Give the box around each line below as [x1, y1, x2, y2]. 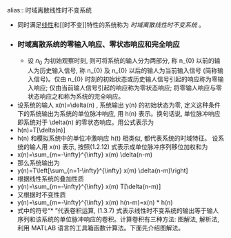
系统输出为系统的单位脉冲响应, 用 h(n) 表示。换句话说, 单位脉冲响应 [29, 110, 221, 118]
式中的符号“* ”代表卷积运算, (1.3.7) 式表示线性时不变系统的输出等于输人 [17, 206, 219, 215]
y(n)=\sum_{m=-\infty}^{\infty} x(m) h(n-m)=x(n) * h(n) [17, 199, 173, 207]
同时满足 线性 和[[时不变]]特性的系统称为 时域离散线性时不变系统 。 [17, 21, 205, 29]
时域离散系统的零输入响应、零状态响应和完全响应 [17, 39, 181, 49]
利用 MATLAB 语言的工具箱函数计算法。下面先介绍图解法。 [17, 224, 185, 232]
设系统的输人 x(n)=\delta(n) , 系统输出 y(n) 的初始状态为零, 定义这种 [17, 101, 209, 109]
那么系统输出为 [17, 159, 60, 167]
